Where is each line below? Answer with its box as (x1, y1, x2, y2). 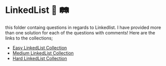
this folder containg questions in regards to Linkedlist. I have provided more (5, 24, 161, 30)
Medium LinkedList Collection (12, 50, 74, 56)
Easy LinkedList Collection (12, 44, 67, 50)
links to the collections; (5, 35, 53, 41)
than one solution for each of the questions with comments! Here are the (5, 29, 155, 35)
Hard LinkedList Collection (12, 55, 67, 61)
